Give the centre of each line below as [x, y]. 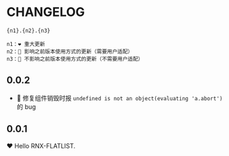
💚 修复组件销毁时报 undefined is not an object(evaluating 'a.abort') [120, 97]
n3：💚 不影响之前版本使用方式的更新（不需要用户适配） [75, 59]
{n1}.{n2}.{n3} [29, 31]
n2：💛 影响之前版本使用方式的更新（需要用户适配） [70, 52]
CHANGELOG [46, 12]
